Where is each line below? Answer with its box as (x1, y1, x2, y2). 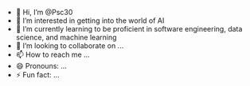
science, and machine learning (15, 32, 117, 42)
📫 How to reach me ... (15, 50, 90, 59)
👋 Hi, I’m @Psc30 (15, 8, 73, 17)
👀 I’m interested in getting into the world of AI (15, 16, 165, 25)
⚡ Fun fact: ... (15, 70, 60, 79)
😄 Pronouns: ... (15, 62, 68, 70)
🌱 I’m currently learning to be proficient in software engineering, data (15, 24, 243, 33)
